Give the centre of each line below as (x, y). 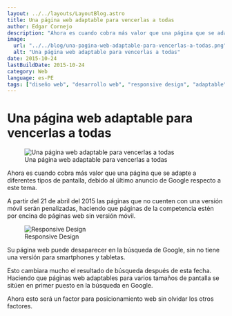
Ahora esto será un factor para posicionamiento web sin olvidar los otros (110, 299)
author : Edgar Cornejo (40, 26)
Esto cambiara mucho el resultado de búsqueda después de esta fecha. (109, 271)
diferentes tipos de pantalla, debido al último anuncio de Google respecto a (114, 180)
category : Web (28, 71)
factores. (20, 306)
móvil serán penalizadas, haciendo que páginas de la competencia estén (110, 209)
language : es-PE (30, 78)
